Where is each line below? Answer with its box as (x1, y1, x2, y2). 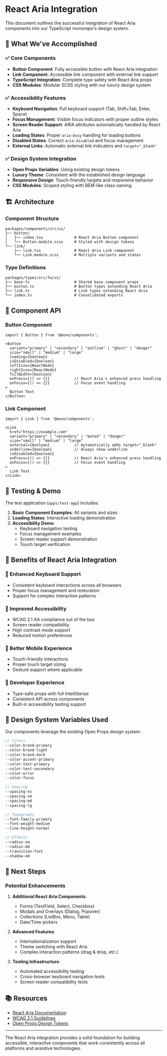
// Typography (5, 812, 35, 817)
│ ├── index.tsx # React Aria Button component (5, 235, 139, 240)
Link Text (9, 469, 30, 474)
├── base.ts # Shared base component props (5, 280, 139, 285)
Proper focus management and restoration (12, 587, 99, 593)
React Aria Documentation (12, 1010, 67, 1016)
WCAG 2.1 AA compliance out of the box (12, 616, 95, 622)
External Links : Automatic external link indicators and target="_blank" (12, 143, 157, 149)
